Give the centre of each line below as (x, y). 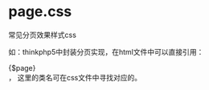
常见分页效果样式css (42, 35)
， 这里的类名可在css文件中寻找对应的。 (75, 77)
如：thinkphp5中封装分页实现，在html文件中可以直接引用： (106, 51)
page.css (40, 12)
